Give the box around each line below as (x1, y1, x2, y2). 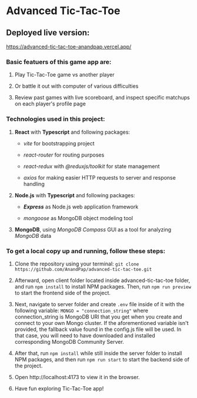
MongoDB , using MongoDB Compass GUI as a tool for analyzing (14, 225, 172, 233)
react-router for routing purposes (23, 151, 105, 158)
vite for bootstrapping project (23, 140, 95, 147)
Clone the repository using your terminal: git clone (14, 260, 139, 267)
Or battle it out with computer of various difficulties (14, 82, 139, 89)
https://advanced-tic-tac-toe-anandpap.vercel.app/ (6, 43, 132, 50)
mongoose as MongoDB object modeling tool (23, 214, 133, 221)
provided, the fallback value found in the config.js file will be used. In (14, 326, 182, 333)
